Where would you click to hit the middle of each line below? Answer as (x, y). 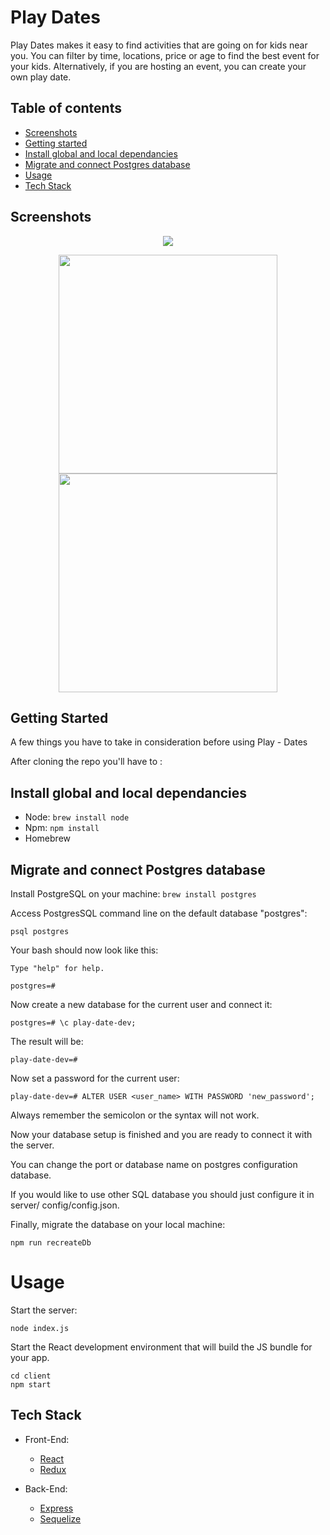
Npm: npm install (62, 828)
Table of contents (66, 108)
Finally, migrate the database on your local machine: (118, 1224)
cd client (31, 1376)
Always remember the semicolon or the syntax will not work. (135, 1115)
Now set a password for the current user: (95, 1078)
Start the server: (44, 1310)
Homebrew (47, 838)
